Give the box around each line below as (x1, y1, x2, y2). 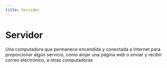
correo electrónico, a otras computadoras (5, 57, 93, 63)
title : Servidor (5, 7, 40, 13)
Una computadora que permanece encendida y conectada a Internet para (5, 46, 161, 52)
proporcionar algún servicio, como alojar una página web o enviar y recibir (5, 51, 162, 57)
